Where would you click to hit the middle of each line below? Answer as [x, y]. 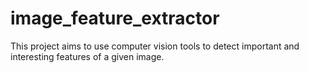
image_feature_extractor [115, 18]
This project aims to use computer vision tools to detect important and [155, 46]
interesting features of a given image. [87, 56]
